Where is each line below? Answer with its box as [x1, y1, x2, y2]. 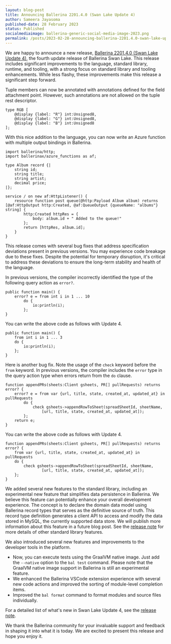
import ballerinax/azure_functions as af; [5, 154, 97, 159]
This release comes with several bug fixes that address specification [5, 243, 149, 249]
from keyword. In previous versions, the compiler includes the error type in [5, 367, 162, 373]
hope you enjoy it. [5, 633, 43, 639]
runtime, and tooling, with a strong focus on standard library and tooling [5, 66, 156, 72]
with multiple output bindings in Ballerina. [5, 139, 92, 145]
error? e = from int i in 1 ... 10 [14, 294, 90, 299]
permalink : [5, 36, 28, 41]
